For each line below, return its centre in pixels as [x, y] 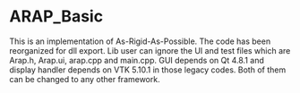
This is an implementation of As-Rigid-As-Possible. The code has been [140, 41]
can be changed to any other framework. [85, 79]
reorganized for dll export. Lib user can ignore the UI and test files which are [150, 50]
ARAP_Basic [56, 17]
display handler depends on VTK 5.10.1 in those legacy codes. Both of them [148, 70]
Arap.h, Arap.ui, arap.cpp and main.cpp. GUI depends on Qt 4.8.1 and [137, 60]
